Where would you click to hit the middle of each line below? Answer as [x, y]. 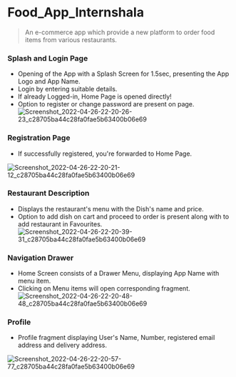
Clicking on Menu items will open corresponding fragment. [104, 288]
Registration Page [39, 138]
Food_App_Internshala [76, 12]
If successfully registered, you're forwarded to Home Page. [105, 154]
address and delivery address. [62, 345]
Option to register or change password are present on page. [106, 104]
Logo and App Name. [49, 81]
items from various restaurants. [71, 39]
